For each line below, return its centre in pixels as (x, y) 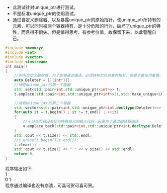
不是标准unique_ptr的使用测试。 (45, 13)
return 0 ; (24, 154)
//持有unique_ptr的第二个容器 (42, 103)
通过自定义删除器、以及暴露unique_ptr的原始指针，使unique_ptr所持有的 (86, 20)
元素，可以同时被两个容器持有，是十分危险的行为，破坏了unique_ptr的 (84, 26)
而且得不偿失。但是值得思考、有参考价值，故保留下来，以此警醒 (86, 32)
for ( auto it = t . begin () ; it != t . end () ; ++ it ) (67, 112)
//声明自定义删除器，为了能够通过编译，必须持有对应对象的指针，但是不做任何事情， (88, 76)
